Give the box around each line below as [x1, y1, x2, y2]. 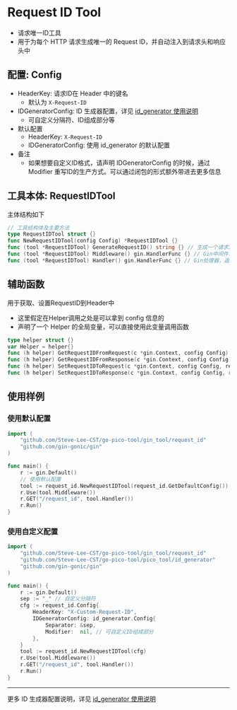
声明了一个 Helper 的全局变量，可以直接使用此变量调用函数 [17, 322, 189, 331]
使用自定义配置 [7, 526, 59, 536]
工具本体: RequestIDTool [7, 190, 116, 202]
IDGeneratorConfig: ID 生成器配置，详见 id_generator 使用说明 [17, 107, 199, 115]
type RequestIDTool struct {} [7, 231, 97, 238]
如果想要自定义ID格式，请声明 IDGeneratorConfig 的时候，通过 [28, 158, 210, 167]
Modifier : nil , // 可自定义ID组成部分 [44, 628, 154, 635]
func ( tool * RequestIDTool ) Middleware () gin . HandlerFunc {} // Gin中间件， [7, 250, 234, 258]
